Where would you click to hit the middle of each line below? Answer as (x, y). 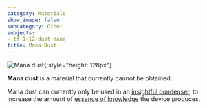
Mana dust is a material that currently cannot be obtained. (90, 78)
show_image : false (33, 20)
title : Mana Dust (32, 45)
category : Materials (37, 13)
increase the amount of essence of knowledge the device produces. (104, 99)
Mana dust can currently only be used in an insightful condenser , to (103, 91)
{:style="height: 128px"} (78, 65)
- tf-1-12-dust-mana (37, 39)
